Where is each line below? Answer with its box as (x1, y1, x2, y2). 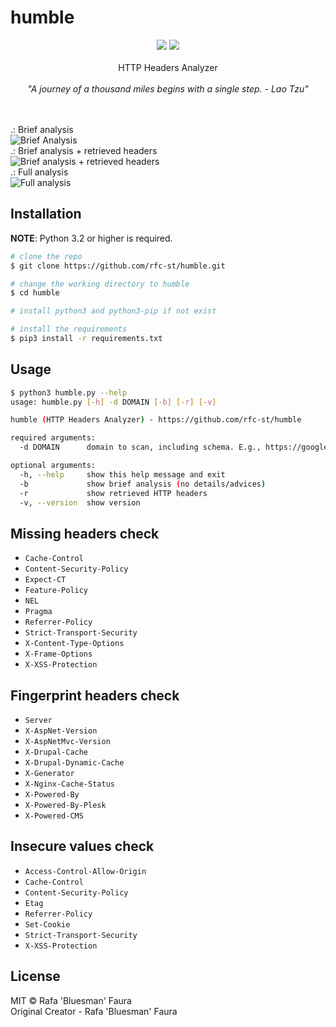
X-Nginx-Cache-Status (24, 779, 115, 790)
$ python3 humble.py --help (10, 387, 128, 398)
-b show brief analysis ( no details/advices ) (19, 479, 267, 489)
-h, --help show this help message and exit (19, 469, 226, 480)
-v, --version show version (19, 497, 141, 508)
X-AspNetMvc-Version (24, 737, 111, 747)
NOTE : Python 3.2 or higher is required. (10, 232, 173, 244)
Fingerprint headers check (10, 687, 180, 704)
